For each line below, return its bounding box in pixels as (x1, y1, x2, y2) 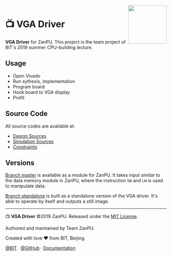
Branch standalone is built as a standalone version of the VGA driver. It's (5, 193, 158, 199)
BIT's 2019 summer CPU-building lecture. (5, 44, 93, 50)
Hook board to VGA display (12, 89, 70, 95)
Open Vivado (12, 73, 41, 79)
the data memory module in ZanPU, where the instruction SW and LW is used (5, 178, 163, 184)
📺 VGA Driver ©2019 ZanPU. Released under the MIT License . (5, 214, 138, 220)
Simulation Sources (12, 138, 54, 144)
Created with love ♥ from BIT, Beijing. (5, 235, 86, 241)
